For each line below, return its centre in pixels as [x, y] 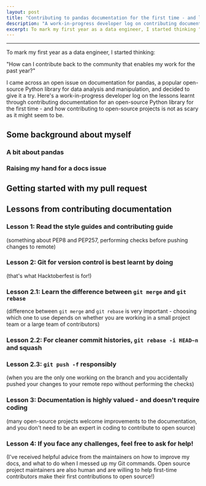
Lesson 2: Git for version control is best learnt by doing [90, 263]
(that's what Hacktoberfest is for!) [49, 276]
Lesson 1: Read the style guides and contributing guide [90, 226]
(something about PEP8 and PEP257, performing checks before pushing [97, 240]
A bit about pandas [35, 152]
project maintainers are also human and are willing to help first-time [92, 469]
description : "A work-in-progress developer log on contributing [91, 23]
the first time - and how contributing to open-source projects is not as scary [102, 109]
